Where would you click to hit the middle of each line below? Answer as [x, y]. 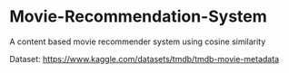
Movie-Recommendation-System [139, 17]
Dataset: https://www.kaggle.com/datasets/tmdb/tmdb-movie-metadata [144, 59]
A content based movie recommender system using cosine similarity [138, 41]
